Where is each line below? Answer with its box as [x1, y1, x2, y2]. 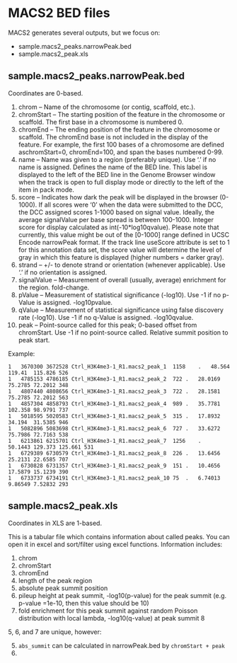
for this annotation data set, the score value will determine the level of [18, 246, 222, 254]
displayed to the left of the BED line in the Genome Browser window [18, 170, 216, 178]
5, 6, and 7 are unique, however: [8, 628, 102, 636]
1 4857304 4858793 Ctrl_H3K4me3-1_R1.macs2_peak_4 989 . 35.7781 [8, 400, 221, 408]
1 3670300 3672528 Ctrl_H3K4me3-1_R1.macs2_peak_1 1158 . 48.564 [8, 363, 231, 370]
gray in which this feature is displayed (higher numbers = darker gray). [18, 253, 225, 261]
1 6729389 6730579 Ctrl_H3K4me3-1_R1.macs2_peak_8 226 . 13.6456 [8, 449, 221, 457]
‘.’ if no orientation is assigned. [18, 267, 108, 277]
